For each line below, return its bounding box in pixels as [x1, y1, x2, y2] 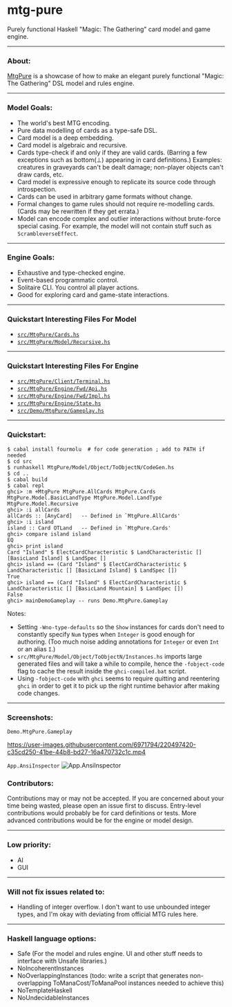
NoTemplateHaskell [17, 986, 72, 995]
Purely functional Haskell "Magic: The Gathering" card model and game [7, 25, 211, 33]
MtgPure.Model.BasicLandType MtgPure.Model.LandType [7, 494, 162, 501]
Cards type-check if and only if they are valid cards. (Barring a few [17, 148, 207, 156]
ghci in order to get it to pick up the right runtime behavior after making [17, 681, 220, 690]
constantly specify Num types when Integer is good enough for [17, 630, 195, 638]
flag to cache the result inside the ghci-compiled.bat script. [17, 666, 186, 675]
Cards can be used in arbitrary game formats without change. [17, 192, 193, 201]
